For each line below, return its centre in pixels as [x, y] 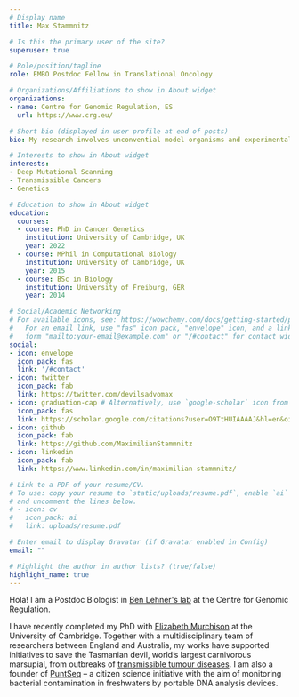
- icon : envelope [41, 353]
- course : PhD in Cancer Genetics [81, 229]
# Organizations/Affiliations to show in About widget [113, 91]
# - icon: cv [33, 509]
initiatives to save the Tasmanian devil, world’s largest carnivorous [130, 655]
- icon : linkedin [41, 453]
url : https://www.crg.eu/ [65, 115]
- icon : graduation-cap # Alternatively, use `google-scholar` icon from [149, 402]
